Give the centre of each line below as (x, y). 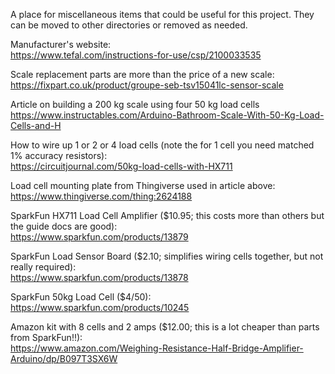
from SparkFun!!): (46, 337)
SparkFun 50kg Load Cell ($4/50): (81, 297)
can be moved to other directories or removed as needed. (129, 25)
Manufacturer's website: (61, 44)
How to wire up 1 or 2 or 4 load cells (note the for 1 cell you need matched (162, 145)
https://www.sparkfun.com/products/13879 (99, 237)
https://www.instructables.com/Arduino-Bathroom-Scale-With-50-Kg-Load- (167, 115)
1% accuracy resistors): (59, 155)
